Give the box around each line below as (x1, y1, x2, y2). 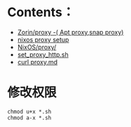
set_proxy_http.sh (17, 50, 69, 58)
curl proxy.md (17, 58, 58, 66)
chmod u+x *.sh (7, 108, 52, 115)
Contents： (7, 4, 75, 20)
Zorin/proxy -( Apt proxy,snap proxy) (17, 27, 124, 36)
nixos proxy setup (17, 35, 69, 44)
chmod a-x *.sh (7, 114, 52, 121)
